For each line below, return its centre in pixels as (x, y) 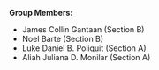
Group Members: (41, 13)
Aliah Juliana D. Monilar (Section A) (86, 57)
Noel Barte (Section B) (63, 39)
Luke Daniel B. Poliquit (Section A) (84, 48)
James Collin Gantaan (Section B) (83, 29)
